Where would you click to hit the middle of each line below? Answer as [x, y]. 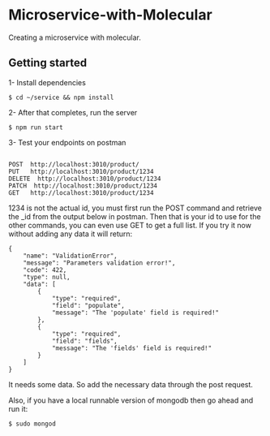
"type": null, [47, 277]
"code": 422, [45, 270]
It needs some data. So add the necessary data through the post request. [131, 384]
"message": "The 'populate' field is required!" [135, 313]
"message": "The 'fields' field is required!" [132, 348]
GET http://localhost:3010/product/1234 [81, 192]
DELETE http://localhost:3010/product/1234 [85, 179]
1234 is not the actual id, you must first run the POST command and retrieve [135, 208]
